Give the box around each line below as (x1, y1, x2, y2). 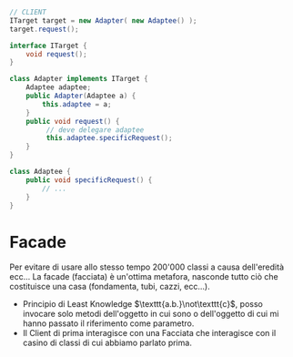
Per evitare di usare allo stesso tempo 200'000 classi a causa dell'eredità (9, 261, 285, 272)
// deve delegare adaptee (45, 125, 145, 135)
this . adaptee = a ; (42, 99, 112, 108)
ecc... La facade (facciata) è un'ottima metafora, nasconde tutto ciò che (9, 271, 279, 282)
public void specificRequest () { (25, 175, 153, 185)
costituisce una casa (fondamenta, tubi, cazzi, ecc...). (9, 281, 211, 292)
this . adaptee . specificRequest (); (45, 134, 173, 143)
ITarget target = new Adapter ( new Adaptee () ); (9, 15, 197, 25)
